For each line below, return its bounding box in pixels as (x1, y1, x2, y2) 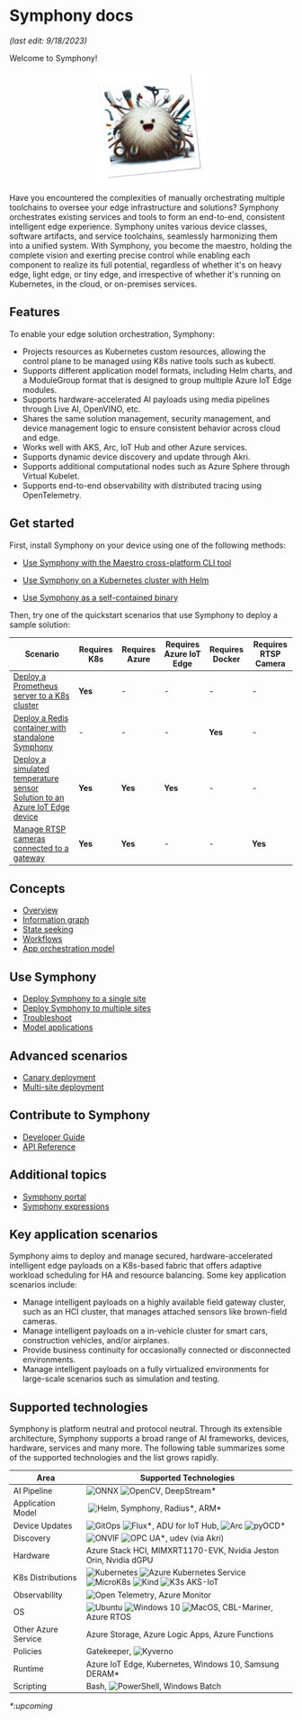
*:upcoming (9, 1700, 53, 1712)
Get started (9, 515, 75, 532)
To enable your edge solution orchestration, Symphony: (9, 328, 216, 339)
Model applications (22, 1022, 93, 1033)
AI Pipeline (13, 1486, 53, 1496)
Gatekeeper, (85, 1646, 132, 1657)
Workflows (22, 933, 63, 944)
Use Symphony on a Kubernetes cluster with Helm (22, 574, 209, 586)
